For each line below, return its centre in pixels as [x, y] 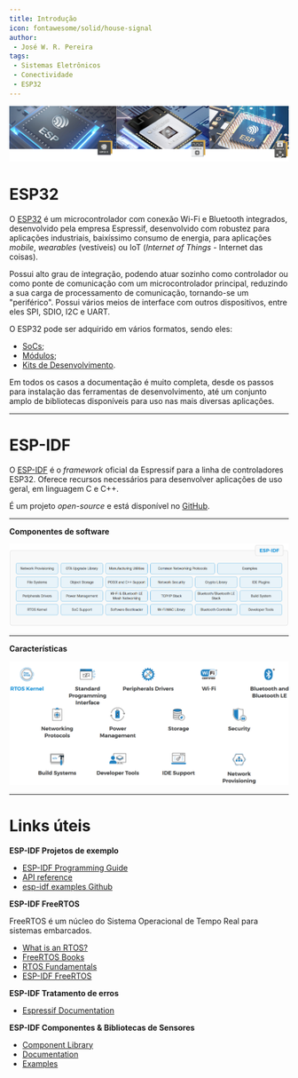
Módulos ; [39, 355]
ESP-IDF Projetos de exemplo [64, 850]
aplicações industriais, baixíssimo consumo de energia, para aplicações [141, 238]
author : [24, 37]
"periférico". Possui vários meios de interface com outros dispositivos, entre [149, 302]
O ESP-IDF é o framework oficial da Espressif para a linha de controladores [146, 470]
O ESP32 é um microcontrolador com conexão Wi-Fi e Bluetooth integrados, [149, 218]
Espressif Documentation [68, 1010]
